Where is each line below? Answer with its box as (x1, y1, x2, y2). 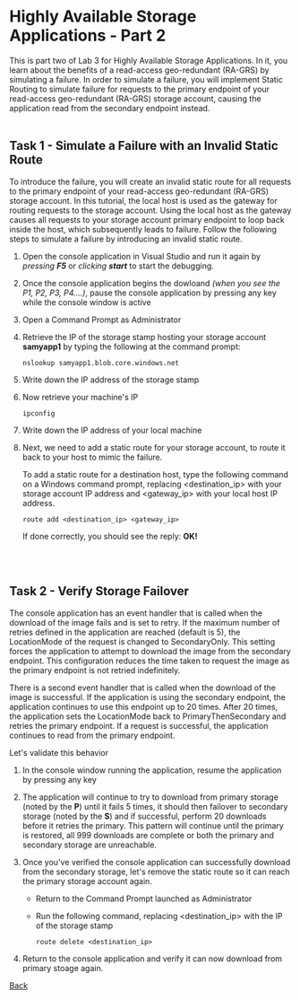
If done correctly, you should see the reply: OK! (21, 530, 199, 541)
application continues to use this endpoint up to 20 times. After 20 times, (9, 701, 279, 712)
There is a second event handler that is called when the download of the (9, 682, 276, 693)
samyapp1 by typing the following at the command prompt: (21, 341, 241, 352)
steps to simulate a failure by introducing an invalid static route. (9, 233, 244, 244)
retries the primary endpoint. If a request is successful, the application (9, 720, 269, 731)
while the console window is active (21, 296, 151, 307)
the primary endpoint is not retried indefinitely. (9, 664, 181, 675)
